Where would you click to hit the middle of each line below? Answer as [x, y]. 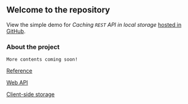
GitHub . [16, 31]
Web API [17, 83]
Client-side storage [31, 94]
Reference [19, 71]
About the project [33, 47]
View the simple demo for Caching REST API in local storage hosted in [94, 24]
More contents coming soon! [42, 60]
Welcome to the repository [58, 10]
